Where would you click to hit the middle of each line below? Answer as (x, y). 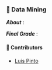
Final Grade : (22, 34)
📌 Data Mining (26, 9)
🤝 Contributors (24, 47)
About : (15, 23)
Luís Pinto (27, 61)
